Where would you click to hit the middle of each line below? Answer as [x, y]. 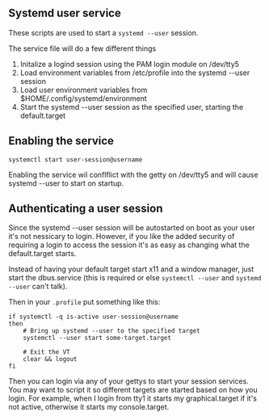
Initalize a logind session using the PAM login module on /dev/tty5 [130, 64]
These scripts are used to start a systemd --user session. [103, 32]
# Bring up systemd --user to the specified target [111, 331]
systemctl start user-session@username [76, 160]
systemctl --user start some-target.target [97, 338]
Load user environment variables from [84, 90]
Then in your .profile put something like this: [84, 302]
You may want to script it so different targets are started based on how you [133, 390]
